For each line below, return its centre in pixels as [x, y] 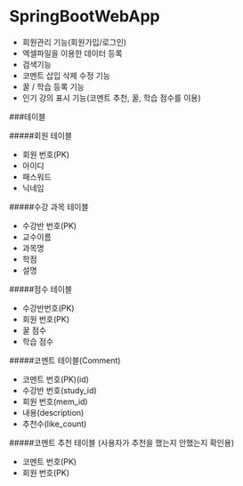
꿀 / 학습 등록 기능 [53, 86]
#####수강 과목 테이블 [49, 207]
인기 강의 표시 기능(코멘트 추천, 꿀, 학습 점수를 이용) [112, 97]
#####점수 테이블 [41, 289]
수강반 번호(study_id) [59, 390]
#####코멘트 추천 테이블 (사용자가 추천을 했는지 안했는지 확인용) [122, 442]
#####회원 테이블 [41, 135]
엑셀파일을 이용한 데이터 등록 [72, 53]
